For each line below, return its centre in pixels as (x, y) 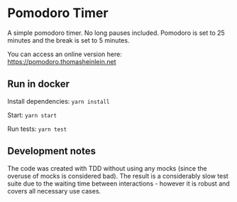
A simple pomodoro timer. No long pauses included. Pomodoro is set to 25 (116, 33)
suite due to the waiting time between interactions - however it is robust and (119, 184)
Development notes (51, 151)
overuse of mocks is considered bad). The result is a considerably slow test (118, 176)
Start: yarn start (32, 115)
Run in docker (38, 84)
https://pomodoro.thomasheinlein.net (62, 61)
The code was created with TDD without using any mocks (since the (107, 168)
